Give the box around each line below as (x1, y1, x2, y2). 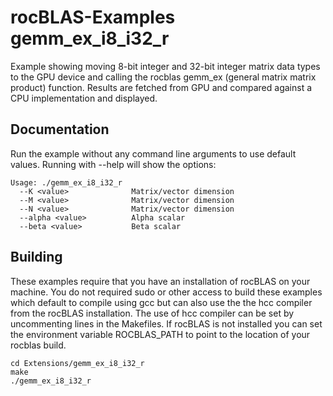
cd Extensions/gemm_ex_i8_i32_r (10, 358, 145, 368)
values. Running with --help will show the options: (10, 158, 217, 170)
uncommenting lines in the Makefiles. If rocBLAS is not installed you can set (10, 317, 323, 330)
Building (10, 249, 63, 266)
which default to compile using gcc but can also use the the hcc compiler (10, 296, 313, 308)
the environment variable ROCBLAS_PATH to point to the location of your (10, 328, 311, 340)
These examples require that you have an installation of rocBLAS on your (10, 275, 311, 287)
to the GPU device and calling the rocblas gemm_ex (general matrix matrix (10, 71, 317, 83)
